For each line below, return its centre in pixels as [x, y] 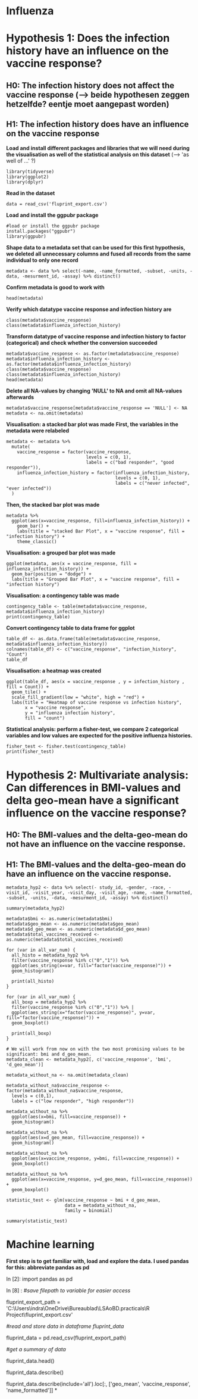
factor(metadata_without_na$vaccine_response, [65, 1090]
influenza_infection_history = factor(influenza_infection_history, [103, 473]
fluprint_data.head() [30, 1361]
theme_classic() [37, 541]
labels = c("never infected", [153, 483]
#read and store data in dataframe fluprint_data [65, 1326]
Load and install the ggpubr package [52, 215]
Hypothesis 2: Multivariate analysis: [98, 775]
